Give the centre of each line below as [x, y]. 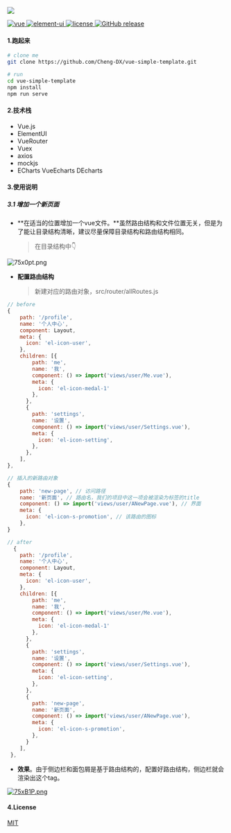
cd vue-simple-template [42, 81]
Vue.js [26, 126]
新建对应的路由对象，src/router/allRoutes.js [96, 292]
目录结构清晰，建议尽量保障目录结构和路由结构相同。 [112, 231]
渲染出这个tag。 [40, 778]
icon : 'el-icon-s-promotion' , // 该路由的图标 [91, 517]
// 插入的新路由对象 [33, 478]
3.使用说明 [23, 187]
